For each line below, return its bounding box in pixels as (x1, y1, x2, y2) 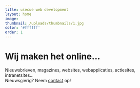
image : (5, 16, 19, 21)
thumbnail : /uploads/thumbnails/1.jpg (5, 21, 84, 26)
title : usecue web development (5, 7, 69, 12)
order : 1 (5, 30, 23, 35)
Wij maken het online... (5, 51, 100, 62)
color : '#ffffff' (5, 25, 40, 30)
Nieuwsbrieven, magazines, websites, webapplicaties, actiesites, (5, 67, 136, 73)
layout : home (5, 12, 32, 17)
